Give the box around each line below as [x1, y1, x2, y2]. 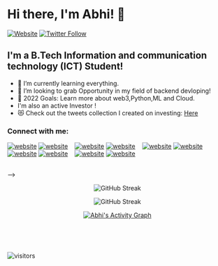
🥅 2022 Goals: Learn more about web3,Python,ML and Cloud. [17, 94, 196, 102]
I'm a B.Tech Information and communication [7, 50, 208, 61]
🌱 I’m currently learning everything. [17, 79, 119, 87]
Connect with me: [7, 126, 69, 135]
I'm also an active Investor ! [17, 101, 96, 110]
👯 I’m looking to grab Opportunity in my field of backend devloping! [17, 87, 211, 95]
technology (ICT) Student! [7, 61, 124, 73]
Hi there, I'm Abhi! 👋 [7, 6, 126, 22]
